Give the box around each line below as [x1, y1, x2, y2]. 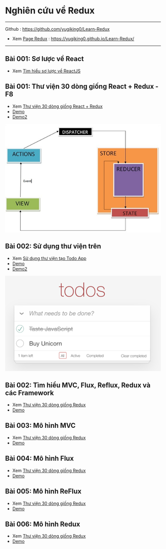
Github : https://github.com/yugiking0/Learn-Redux [5, 26, 110, 32]
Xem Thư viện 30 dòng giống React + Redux [12, 103, 103, 109]
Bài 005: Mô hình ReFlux [5, 487, 82, 496]
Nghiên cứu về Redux [5, 5, 95, 16]
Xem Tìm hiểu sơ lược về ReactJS [12, 68, 81, 74]
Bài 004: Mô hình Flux [5, 454, 74, 463]
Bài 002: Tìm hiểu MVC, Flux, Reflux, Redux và [5, 381, 151, 389]
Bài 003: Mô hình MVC [5, 421, 76, 430]
